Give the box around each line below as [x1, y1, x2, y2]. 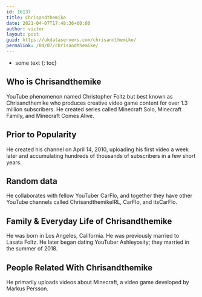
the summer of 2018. [6, 245, 58, 252]
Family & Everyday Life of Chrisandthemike [6, 216, 172, 226]
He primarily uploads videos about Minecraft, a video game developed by [6, 278, 189, 286]
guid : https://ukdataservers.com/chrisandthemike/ [6, 37, 137, 43]
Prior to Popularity [6, 129, 77, 140]
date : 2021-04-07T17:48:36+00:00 [6, 20, 91, 26]
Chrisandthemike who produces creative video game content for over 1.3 [6, 99, 188, 106]
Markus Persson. [6, 285, 49, 292]
